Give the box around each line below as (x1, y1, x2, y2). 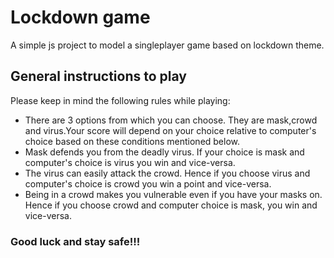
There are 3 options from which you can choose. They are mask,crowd (24, 114, 318, 126)
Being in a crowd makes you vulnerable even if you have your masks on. (24, 188, 323, 200)
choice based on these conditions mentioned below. (24, 135, 241, 147)
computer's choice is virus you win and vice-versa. (24, 156, 236, 168)
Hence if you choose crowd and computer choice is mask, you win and (24, 199, 318, 211)
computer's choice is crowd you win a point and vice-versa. (24, 177, 272, 190)
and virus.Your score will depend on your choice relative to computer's (24, 124, 317, 136)
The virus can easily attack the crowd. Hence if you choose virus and (24, 167, 311, 179)
